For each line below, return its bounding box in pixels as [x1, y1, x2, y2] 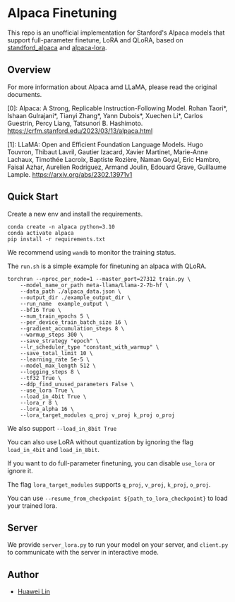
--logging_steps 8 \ [20, 368, 80, 376]
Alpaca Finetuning [7, 5, 118, 21]
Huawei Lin [17, 587, 51, 596]
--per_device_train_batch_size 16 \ [20, 318, 128, 326]
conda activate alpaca [7, 229, 74, 236]
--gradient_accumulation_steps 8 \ [20, 325, 125, 332]
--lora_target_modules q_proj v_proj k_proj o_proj [20, 412, 175, 419]
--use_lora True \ [20, 387, 74, 394]
